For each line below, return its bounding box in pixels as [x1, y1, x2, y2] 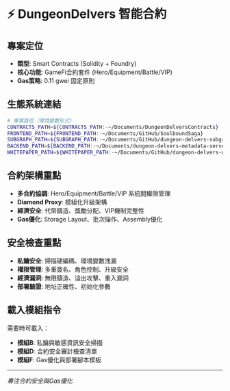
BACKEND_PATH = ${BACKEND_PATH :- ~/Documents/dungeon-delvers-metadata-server [7, 143, 228, 150]
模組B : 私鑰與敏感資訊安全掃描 [16, 338, 103, 346]
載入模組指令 [7, 305, 62, 316]
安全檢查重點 [7, 237, 62, 249]
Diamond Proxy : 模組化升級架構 [16, 198, 107, 206]
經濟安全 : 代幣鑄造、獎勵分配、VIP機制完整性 [16, 206, 145, 215]
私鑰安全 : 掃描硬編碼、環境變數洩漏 [16, 257, 117, 265]
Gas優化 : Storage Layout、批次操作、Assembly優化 [16, 215, 163, 223]
